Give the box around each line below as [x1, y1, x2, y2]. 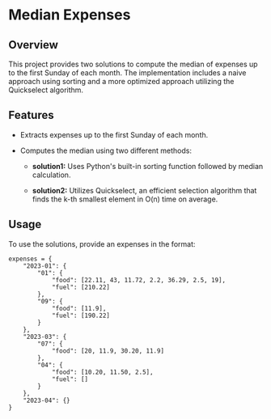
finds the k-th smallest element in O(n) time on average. [32, 194, 218, 204]
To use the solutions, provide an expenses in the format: [8, 239, 196, 248]
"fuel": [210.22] [51, 283, 111, 291]
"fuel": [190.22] [51, 311, 111, 320]
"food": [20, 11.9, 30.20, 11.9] [51, 346, 164, 355]
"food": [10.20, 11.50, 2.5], [51, 368, 154, 376]
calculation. [32, 170, 71, 180]
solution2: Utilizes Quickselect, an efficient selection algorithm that [32, 185, 257, 195]
